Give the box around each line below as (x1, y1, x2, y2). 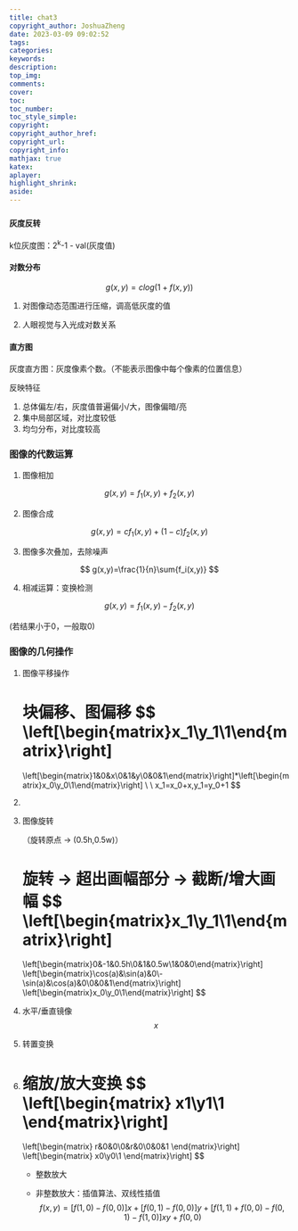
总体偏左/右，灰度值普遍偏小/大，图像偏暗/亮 (21, 401, 187, 411)
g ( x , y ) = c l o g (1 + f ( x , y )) (105, 282, 194, 293)
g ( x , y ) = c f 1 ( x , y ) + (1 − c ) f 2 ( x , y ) (90, 525, 209, 539)
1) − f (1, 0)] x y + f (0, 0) (124, 1212, 202, 1223)
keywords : (9, 54, 46, 63)
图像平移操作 (21, 667, 69, 678)
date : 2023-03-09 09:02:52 (9, 29, 109, 38)
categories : (9, 46, 53, 55)
